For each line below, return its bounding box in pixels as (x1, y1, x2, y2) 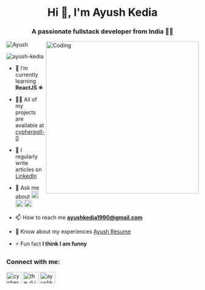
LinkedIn (15, 172, 37, 180)
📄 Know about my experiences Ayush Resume (15, 228, 131, 235)
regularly (15, 153, 38, 160)
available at (15, 122, 45, 129)
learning (15, 77, 37, 85)
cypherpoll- (15, 128, 45, 136)
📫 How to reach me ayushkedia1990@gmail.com (15, 214, 143, 221)
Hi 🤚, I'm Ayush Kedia (47, 5, 158, 19)
